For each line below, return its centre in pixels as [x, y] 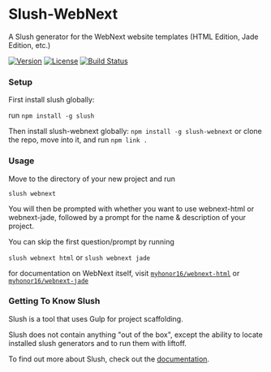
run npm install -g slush [52, 115]
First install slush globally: [52, 100]
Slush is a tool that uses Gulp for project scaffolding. [96, 318]
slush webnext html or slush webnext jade [80, 257]
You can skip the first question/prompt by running [91, 241]
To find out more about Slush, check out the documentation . [109, 359]
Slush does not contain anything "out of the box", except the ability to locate [136, 335]
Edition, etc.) [30, 45]
